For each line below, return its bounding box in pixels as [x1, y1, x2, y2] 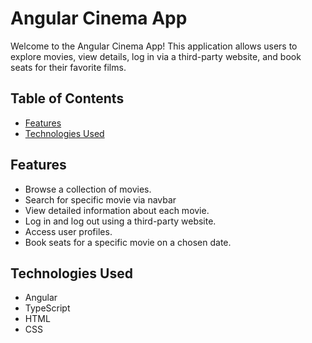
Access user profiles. [24, 225, 113, 237]
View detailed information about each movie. [24, 204, 210, 216]
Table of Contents [10, 90, 125, 107]
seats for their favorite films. [10, 61, 127, 73]
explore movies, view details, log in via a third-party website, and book [10, 50, 302, 62]
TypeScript [24, 302, 71, 314]
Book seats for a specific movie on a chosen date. [24, 236, 232, 248]
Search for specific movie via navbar [24, 193, 177, 206]
